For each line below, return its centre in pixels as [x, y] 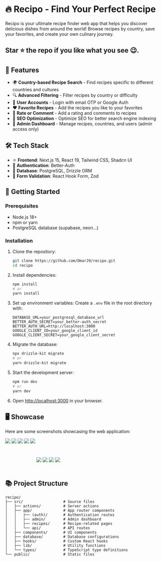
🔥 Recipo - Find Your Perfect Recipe [80, 9]
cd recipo [23, 265]
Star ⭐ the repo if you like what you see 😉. [72, 50]
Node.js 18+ [25, 217]
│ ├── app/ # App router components [60, 511]
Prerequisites [22, 206]
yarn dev [21, 391]
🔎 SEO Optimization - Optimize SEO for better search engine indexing [84, 118]
